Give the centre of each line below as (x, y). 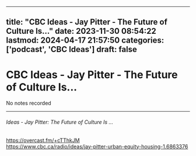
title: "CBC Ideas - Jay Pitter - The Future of (87, 22)
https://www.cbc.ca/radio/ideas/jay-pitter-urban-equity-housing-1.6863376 (97, 146)
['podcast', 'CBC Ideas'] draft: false (71, 49)
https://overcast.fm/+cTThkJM (43, 140)
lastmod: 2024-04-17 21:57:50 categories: (85, 41)
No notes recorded (29, 103)
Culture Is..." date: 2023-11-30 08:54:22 (81, 31)
